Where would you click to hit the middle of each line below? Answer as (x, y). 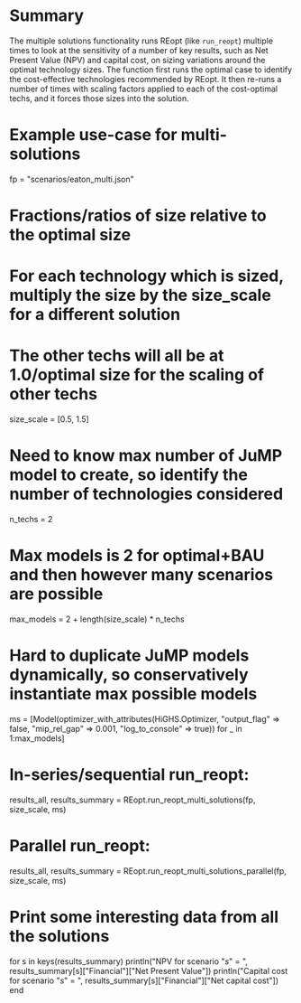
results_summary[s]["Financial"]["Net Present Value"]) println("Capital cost (149, 970)
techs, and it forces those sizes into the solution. (99, 98)
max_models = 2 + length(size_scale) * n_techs (97, 619)
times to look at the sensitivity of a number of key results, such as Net (139, 50)
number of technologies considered (146, 494)
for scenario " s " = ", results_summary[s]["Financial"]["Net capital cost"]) (144, 980)
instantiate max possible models (133, 694)
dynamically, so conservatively (129, 675)
